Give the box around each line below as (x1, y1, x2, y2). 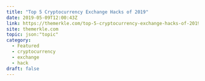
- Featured (12, 43, 40, 49)
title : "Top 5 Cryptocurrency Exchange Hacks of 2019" (6, 9, 149, 15)
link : (6, 20, 20, 26)
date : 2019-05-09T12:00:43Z (6, 15, 78, 21)
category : (6, 37, 32, 43)
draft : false (6, 65, 40, 72)
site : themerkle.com (6, 26, 59, 32)
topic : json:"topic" (6, 32, 59, 38)
